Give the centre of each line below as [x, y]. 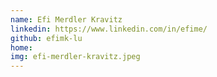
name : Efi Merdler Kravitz [66, 19]
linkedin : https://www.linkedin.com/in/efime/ [109, 29]
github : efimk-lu [46, 38]
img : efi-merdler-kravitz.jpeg [75, 57]
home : [21, 47]
